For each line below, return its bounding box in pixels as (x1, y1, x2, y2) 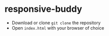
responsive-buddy (4, 3, 82, 15)
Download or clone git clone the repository (11, 20, 101, 26)
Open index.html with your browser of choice (11, 25, 104, 31)
